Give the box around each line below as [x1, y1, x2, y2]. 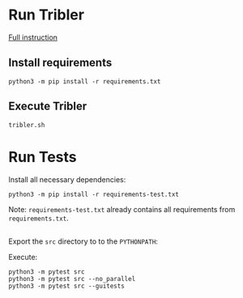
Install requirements [8, 56, 113, 70]
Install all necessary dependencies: [8, 174, 126, 184]
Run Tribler [8, 6, 85, 24]
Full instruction [8, 32, 58, 42]
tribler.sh [8, 121, 45, 129]
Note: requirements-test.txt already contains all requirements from [8, 204, 236, 214]
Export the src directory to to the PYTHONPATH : [8, 236, 158, 246]
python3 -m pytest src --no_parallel [8, 275, 136, 283]
